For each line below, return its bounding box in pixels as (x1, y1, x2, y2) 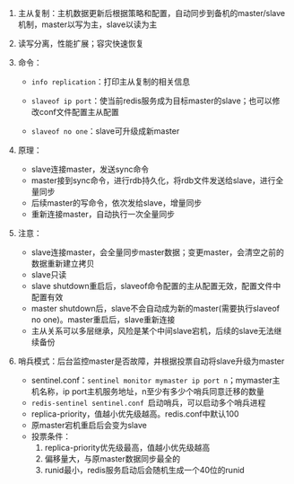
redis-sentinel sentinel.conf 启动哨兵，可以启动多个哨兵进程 (30, 398, 266, 408)
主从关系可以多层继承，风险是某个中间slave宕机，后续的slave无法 (30, 326, 274, 336)
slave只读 (30, 269, 67, 280)
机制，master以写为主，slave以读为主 (17, 19, 158, 30)
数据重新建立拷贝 (30, 259, 95, 268)
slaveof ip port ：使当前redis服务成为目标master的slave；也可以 (30, 95, 273, 106)
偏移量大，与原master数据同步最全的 (44, 453, 181, 464)
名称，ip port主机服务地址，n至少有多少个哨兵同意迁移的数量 (39, 386, 264, 397)
